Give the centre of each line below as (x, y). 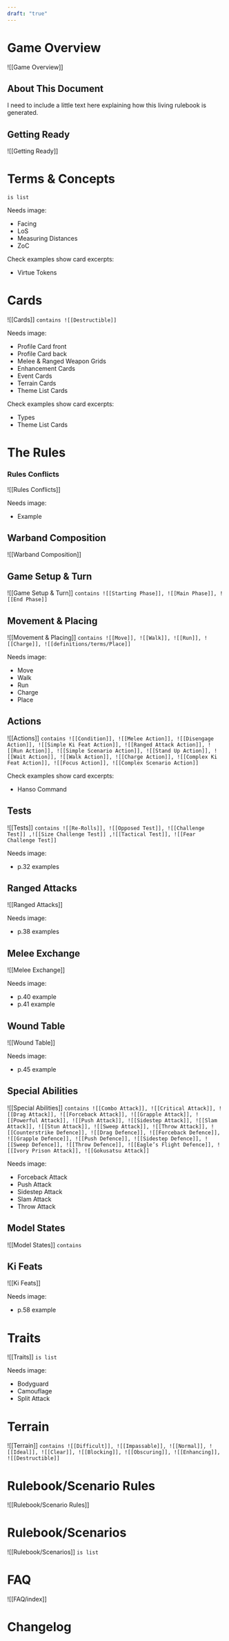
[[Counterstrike (30, 1133)
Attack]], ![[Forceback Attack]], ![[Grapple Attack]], (111, 1115)
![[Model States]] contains (44, 1245)
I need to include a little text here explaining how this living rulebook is (107, 105)
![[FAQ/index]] (27, 1599)
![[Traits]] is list (32, 1357)
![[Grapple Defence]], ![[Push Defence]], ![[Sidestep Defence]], (104, 1139)
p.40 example (37, 997)
